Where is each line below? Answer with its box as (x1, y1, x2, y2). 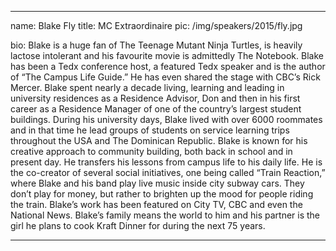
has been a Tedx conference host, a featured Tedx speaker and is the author (10, 61, 326, 72)
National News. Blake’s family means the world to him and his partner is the (10, 209, 321, 221)
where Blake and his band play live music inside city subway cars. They (10, 177, 305, 189)
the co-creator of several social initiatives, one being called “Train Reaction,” (10, 167, 326, 178)
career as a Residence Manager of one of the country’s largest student (10, 103, 302, 115)
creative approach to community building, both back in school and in (10, 146, 293, 157)
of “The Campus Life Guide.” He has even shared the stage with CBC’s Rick (10, 71, 321, 83)
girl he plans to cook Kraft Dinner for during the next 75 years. (10, 220, 266, 231)
